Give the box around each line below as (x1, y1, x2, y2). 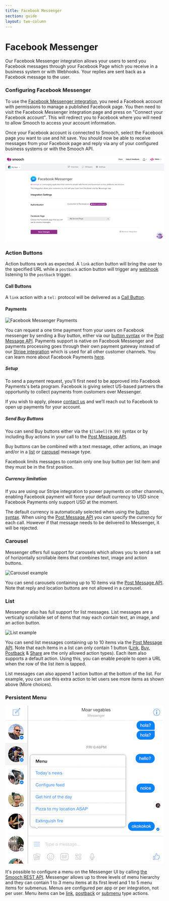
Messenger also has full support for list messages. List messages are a (5, 609, 153, 615)
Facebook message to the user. (5, 74, 71, 80)
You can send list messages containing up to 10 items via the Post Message (5, 640, 162, 645)
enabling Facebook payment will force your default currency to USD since (5, 493, 159, 500)
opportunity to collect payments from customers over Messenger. (5, 389, 142, 395)
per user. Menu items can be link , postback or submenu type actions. (5, 890, 149, 896)
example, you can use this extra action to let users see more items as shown (5, 676, 164, 682)
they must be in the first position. (5, 464, 74, 470)
